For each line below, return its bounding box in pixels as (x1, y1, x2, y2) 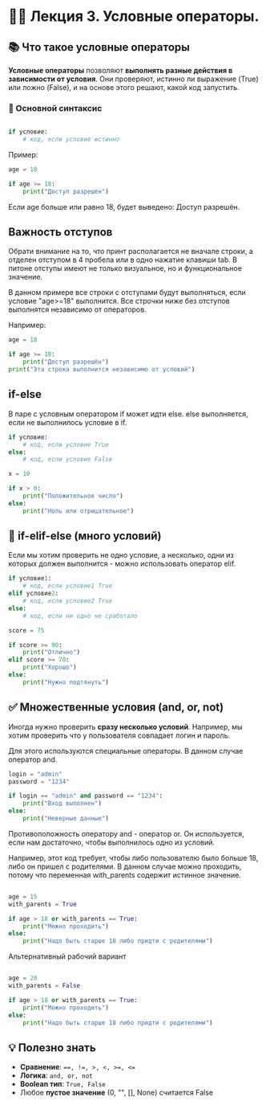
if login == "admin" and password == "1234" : (8, 792, 163, 800)
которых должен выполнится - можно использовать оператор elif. (8, 559, 236, 569)
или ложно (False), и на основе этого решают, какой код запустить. (8, 83, 240, 92)
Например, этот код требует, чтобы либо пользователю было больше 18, (8, 853, 259, 862)
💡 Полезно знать (8, 1041, 96, 1054)
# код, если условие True (22, 440, 110, 448)
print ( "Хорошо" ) (22, 663, 78, 672)
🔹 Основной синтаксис (8, 102, 103, 113)
